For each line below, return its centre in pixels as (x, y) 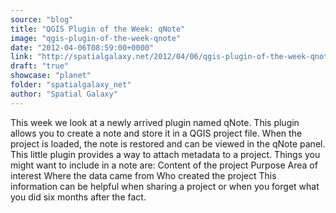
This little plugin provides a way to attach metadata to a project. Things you (165, 154)
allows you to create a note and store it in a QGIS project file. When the (156, 133)
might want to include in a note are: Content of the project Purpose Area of (164, 165)
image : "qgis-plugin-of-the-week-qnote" (96, 38)
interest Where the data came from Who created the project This (143, 175)
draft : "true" (40, 66)
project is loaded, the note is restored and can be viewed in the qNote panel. (168, 143)
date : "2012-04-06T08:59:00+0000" (82, 47)
